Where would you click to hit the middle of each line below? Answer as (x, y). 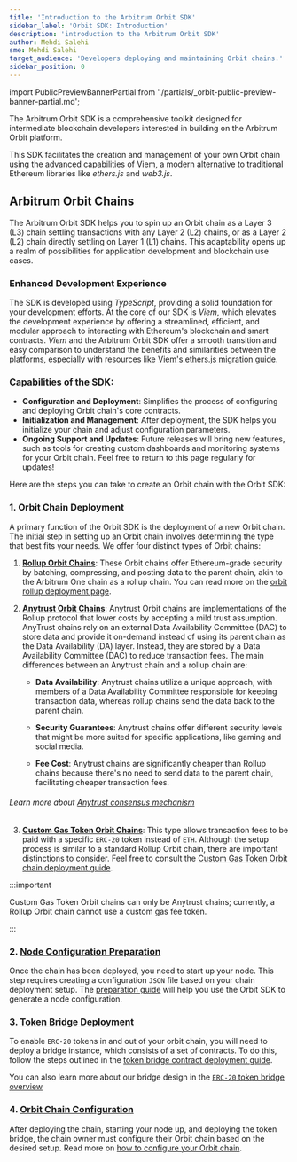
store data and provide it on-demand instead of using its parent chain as (154, 636)
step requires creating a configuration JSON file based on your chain (132, 980)
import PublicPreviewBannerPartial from (82, 92)
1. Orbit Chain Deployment (67, 508)
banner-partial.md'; (45, 101)
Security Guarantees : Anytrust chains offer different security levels (159, 727)
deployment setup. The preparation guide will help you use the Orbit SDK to (148, 990)
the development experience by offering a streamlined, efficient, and (134, 321)
